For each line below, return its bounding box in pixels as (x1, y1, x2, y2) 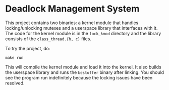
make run (5, 55, 24, 60)
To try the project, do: (5, 45, 50, 51)
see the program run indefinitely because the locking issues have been (5, 74, 153, 80)
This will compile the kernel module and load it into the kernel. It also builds (5, 64, 161, 70)
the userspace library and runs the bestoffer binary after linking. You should (5, 69, 164, 75)
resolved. (5, 80, 25, 86)
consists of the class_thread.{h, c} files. (5, 36, 92, 42)
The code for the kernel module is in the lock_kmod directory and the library (5, 30, 161, 36)
